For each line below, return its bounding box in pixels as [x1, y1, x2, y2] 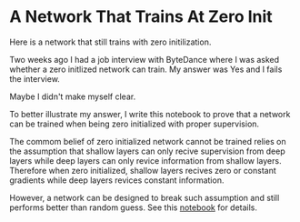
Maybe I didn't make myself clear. [9, 91, 136, 102]
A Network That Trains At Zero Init [9, 6, 273, 27]
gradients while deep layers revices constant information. [9, 175, 225, 186]
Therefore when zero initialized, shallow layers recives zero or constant [9, 165, 277, 176]
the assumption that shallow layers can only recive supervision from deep [9, 146, 286, 156]
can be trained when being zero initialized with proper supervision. [9, 118, 260, 129]
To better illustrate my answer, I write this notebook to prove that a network [9, 108, 291, 119]
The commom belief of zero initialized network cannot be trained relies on [9, 136, 286, 146]
